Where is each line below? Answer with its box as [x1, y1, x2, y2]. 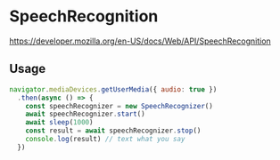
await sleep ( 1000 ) [25, 118, 94, 127]
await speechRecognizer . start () [25, 109, 145, 119]
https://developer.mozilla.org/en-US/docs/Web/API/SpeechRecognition [9, 36, 272, 46]
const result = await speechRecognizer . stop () [25, 126, 202, 135]
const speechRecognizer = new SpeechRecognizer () [25, 101, 214, 110]
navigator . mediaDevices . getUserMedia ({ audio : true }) [9, 84, 218, 94]
